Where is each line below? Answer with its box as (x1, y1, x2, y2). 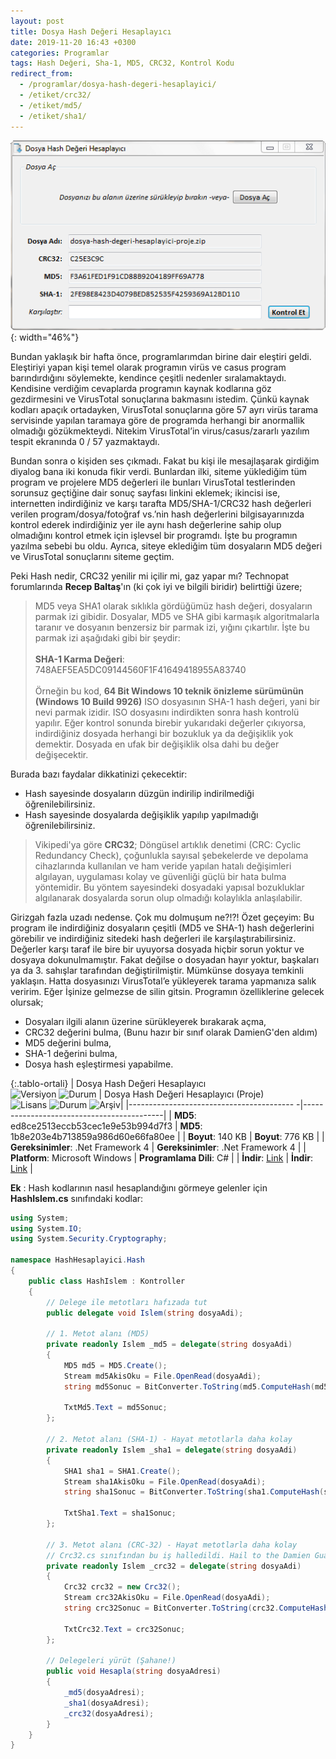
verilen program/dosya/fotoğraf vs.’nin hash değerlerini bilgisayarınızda (10, 508, 305, 520)
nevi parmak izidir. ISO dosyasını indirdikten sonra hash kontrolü (34, 706, 300, 718)
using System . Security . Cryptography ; (10, 1234, 168, 1244)
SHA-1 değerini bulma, (24, 1047, 118, 1059)
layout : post (10, 16, 65, 26)
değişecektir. (34, 748, 89, 760)
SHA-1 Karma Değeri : (34, 653, 125, 665)
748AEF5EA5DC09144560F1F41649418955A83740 (34, 663, 247, 675)
